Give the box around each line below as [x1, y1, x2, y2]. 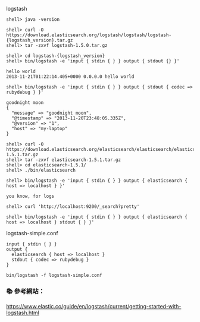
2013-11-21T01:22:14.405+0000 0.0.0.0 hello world [6, 74, 135, 80]
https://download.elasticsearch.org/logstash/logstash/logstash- [6, 32, 171, 38]
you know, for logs [6, 193, 55, 199]
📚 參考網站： [6, 287, 45, 295]
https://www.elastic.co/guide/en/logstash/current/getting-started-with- [6, 303, 182, 310]
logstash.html [6, 309, 40, 317]
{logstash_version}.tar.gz [6, 37, 73, 43]
